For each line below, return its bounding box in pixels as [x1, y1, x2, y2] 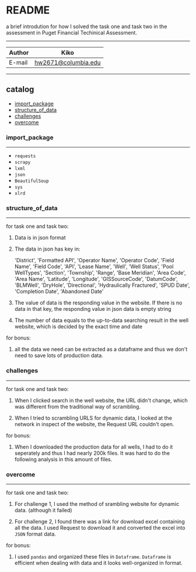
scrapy [14, 159, 31, 166]
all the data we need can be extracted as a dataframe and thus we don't [14, 346, 188, 353]
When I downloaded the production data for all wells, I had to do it [14, 443, 173, 450]
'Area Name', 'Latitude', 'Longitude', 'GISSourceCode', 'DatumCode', [14, 276, 178, 283]
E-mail [9, 58, 28, 66]
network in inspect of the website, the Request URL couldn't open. [14, 420, 174, 427]
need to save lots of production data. [14, 352, 103, 359]
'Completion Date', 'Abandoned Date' [14, 288, 104, 295]
